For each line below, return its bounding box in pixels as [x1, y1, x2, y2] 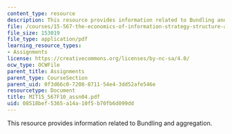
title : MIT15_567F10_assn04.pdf [7, 94, 100, 101]
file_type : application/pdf [7, 36, 88, 43]
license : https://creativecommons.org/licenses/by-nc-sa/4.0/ [7, 55, 190, 62]
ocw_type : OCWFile [7, 61, 60, 68]
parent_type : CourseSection [7, 74, 88, 82]
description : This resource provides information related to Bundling [7, 17, 215, 23]
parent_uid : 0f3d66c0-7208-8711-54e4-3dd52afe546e [7, 81, 156, 88]
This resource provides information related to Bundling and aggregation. [7, 119, 213, 127]
